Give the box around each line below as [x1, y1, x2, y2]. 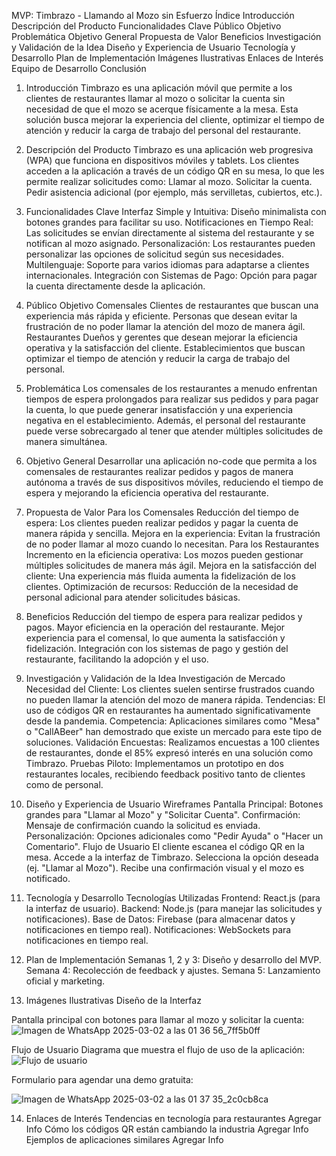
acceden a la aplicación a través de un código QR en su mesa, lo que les [25, 165, 325, 177]
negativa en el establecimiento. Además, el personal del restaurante [25, 415, 306, 426]
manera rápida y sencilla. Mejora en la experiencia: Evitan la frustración [25, 528, 321, 539]
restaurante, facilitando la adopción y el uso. [25, 653, 209, 665]
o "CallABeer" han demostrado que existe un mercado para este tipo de [25, 726, 323, 737]
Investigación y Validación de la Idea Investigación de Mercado [25, 673, 286, 684]
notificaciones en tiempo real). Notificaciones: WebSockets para [25, 924, 292, 935]
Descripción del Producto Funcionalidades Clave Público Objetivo [11, 20, 282, 32]
